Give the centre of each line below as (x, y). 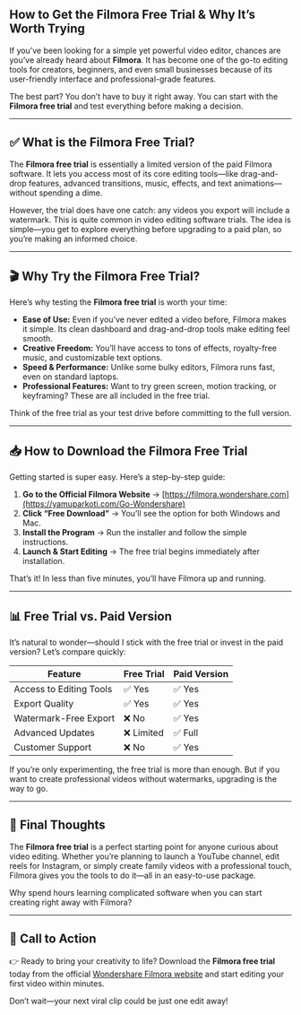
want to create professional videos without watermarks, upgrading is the (143, 779)
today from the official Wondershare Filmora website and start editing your (147, 974)
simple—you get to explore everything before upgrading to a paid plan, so (146, 229)
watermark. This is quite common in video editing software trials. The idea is (150, 220)
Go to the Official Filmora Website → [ (94, 494)
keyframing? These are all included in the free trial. (116, 396)
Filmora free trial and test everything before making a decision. (126, 106)
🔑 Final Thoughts (57, 825)
